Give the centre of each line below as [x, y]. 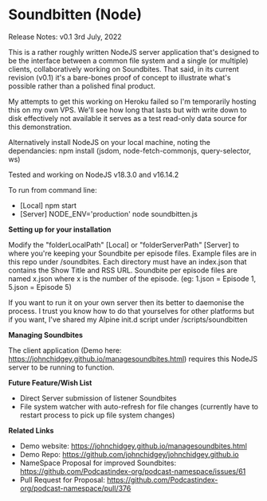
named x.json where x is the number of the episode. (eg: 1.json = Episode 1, [132, 278]
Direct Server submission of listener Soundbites [98, 398]
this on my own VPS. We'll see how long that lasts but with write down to [128, 110]
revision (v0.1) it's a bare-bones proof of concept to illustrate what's [120, 77]
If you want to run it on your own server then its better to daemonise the [126, 302]
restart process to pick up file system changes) [97, 415]
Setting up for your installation [60, 229]
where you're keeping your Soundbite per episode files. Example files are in [132, 253]
